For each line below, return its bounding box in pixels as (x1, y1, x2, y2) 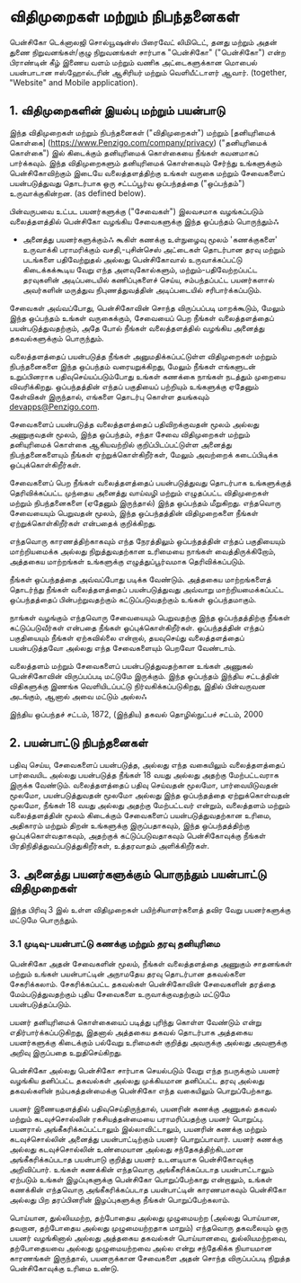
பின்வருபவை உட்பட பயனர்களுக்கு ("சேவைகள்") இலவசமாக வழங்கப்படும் (9, 205, 264, 217)
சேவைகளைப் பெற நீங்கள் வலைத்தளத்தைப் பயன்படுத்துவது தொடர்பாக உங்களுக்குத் (9, 477, 292, 487)
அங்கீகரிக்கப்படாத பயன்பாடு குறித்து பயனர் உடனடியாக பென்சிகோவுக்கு (9, 1154, 254, 1164)
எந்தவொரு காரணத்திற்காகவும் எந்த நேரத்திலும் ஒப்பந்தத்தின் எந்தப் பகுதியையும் (9, 535, 286, 546)
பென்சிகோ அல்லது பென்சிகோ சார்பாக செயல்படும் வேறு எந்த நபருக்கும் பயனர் (9, 1065, 280, 1075)
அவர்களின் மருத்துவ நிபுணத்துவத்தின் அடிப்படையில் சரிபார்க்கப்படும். (22, 284, 262, 295)
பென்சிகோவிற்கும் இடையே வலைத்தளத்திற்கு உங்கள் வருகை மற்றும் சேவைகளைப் (9, 167, 285, 178)
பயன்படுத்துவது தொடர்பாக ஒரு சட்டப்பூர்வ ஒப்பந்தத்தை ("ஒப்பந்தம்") (9, 177, 245, 188)
